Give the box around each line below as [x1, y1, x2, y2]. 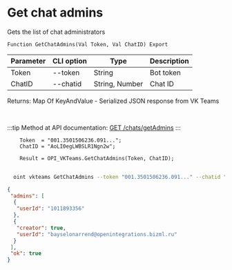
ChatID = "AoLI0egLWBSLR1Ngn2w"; [19, 143, 116, 150]
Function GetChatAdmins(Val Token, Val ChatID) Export [7, 41, 168, 48]
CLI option [52, 56, 88, 66]
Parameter [10, 56, 46, 66]
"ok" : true [10, 250, 41, 257]
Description [149, 56, 189, 66]
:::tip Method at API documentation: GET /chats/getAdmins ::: [7, 123, 181, 132]
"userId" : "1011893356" [16, 205, 85, 212]
